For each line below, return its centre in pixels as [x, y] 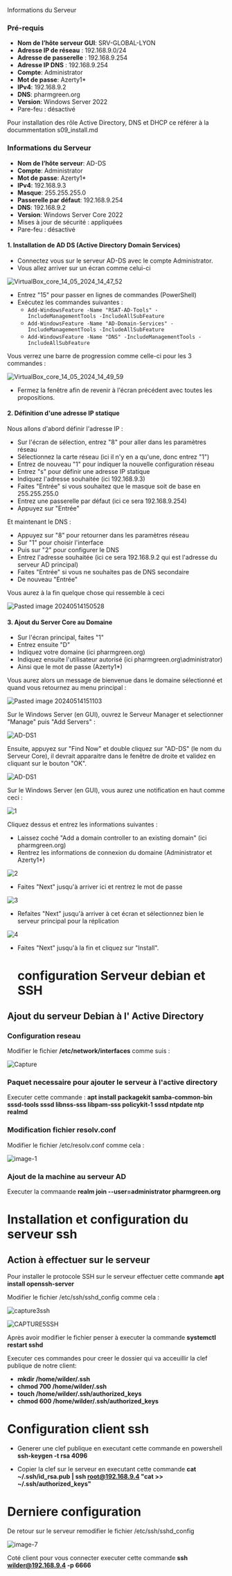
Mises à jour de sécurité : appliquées [70, 222]
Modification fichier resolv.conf [62, 1130]
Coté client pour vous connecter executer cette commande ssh [98, 1557]
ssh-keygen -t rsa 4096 [52, 1455]
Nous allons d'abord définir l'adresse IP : [65, 428]
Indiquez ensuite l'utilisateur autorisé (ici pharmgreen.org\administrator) [120, 659]
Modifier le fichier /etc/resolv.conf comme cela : [76, 1145]
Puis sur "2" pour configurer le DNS [68, 550]
